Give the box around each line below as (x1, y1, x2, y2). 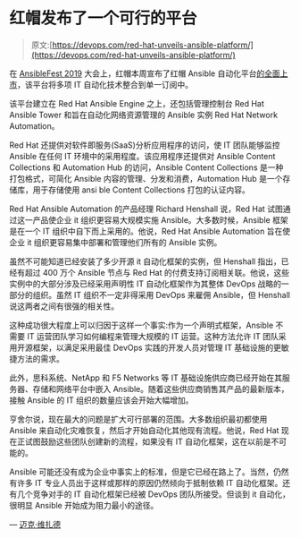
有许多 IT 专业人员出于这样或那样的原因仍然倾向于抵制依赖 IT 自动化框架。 (9, 477, 283, 488)
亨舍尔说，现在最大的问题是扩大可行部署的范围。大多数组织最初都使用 (9, 414, 268, 424)
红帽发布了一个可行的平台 (9, 8, 198, 29)
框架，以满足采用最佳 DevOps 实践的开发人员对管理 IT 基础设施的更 (32, 342, 282, 353)
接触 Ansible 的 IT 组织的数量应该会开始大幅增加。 (9, 395, 194, 406)
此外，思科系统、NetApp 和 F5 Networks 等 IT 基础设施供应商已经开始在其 (9, 372, 283, 383)
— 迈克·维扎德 (9, 518, 61, 529)
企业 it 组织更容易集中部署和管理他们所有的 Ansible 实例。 (9, 236, 222, 247)
